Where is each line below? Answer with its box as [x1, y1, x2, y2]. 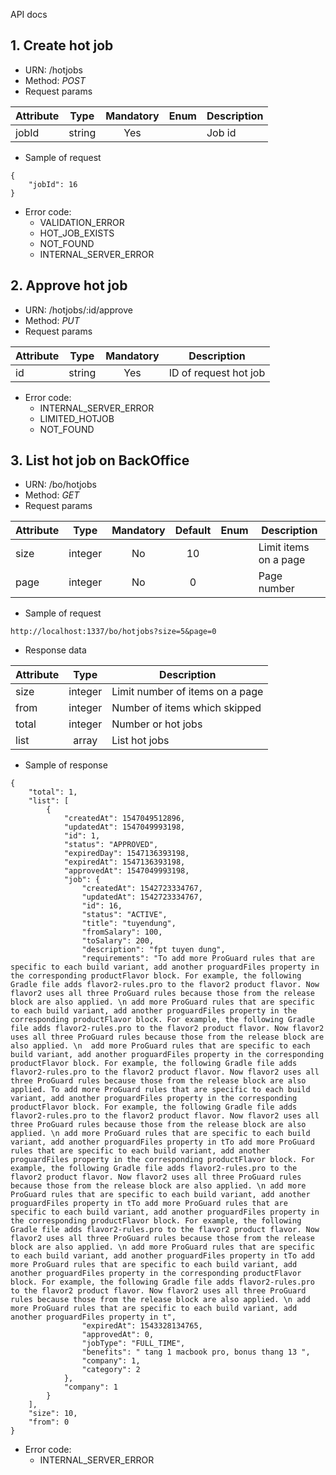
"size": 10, [28, 1409, 78, 1419]
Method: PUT [24, 314, 80, 326]
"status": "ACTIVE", [81, 910, 168, 920]
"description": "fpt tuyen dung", [81, 945, 226, 955]
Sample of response [24, 759, 108, 771]
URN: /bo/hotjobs [24, 479, 97, 491]
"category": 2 [81, 1365, 141, 1375]
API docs [10, 9, 48, 20]
